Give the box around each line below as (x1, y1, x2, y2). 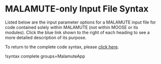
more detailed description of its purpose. (5, 35, 87, 40)
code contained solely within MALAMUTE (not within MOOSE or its (5, 24, 138, 30)
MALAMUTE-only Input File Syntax (5, 3, 149, 14)
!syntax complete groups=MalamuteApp (5, 53, 85, 59)
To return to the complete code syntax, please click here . (5, 44, 119, 50)
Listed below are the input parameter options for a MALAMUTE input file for (5, 19, 156, 25)
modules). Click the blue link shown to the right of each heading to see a (5, 29, 150, 35)
